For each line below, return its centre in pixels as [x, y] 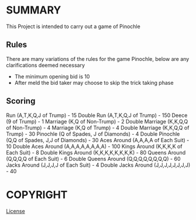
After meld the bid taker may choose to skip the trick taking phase [94, 82]
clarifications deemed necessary [46, 65]
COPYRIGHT [37, 195]
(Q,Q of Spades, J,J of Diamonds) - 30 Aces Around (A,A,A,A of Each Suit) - [98, 140]
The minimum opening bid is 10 [52, 76]
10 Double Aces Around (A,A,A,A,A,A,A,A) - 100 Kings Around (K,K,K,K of [94, 146]
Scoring [21, 101]
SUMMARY [34, 10]
